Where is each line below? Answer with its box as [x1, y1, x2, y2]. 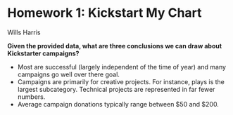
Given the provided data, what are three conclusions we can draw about [7, 41, 222, 50]
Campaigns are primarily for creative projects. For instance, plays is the [17, 77, 225, 86]
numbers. [17, 93, 46, 101]
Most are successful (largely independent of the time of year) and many [17, 62, 227, 71]
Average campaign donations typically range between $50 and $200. [17, 100, 220, 108]
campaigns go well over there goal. [17, 70, 120, 79]
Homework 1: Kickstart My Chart [7, 5, 202, 21]
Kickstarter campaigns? [7, 49, 80, 57]
